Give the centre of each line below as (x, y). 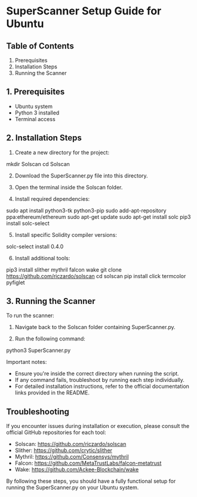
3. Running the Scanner (51, 301)
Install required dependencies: (52, 198)
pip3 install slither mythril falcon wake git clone (64, 269)
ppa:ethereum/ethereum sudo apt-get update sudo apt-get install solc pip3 (98, 216)
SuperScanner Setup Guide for (84, 11)
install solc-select (28, 223)
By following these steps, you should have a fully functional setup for (91, 481)
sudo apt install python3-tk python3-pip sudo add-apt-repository (86, 210)
